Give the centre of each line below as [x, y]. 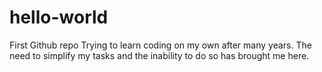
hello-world [59, 17]
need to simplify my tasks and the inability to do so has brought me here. [159, 55]
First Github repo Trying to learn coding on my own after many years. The [160, 45]
